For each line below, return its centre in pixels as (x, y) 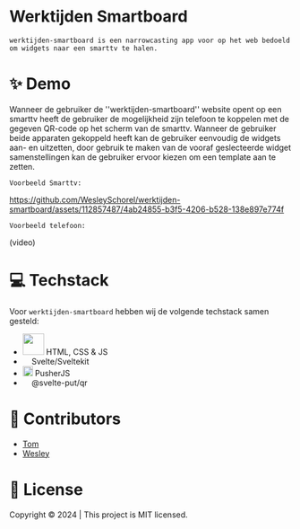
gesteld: (24, 321)
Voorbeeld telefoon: (48, 225)
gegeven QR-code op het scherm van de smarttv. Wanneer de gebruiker (143, 128)
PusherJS (52, 373)
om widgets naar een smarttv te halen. (84, 48)
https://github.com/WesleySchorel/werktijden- (95, 199)
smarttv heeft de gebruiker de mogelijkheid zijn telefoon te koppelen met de (149, 119)
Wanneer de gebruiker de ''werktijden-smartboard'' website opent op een (146, 109)
